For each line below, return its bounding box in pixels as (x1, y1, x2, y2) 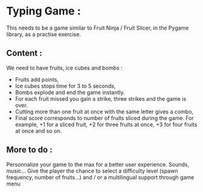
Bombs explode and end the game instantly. (15, 89, 125, 96)
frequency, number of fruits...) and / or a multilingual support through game (6, 173, 195, 181)
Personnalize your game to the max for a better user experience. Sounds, (6, 161, 190, 168)
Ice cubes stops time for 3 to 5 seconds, (15, 82, 116, 89)
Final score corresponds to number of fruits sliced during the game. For (15, 114, 194, 121)
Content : (6, 48, 42, 59)
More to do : (6, 145, 53, 155)
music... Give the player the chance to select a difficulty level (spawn (6, 167, 178, 174)
